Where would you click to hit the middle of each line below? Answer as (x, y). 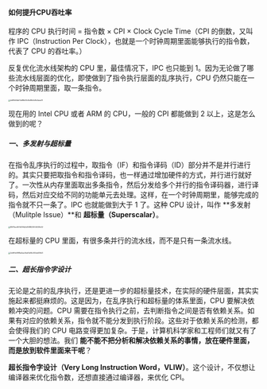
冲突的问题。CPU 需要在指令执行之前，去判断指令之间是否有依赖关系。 (131, 311)
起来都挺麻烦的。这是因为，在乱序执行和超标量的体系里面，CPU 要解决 (131, 301)
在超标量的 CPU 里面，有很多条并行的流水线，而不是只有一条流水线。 (122, 241)
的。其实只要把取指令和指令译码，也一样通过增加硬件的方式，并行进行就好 (130, 175)
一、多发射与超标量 (40, 143)
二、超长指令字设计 (40, 269)
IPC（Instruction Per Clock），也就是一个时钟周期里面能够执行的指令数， (135, 41)
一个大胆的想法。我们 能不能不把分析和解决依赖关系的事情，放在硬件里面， (131, 340)
